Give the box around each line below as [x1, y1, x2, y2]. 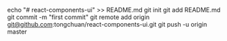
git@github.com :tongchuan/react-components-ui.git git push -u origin [7, 20, 208, 28]
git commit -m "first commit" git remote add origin [7, 13, 150, 21]
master [7, 27, 28, 36]
